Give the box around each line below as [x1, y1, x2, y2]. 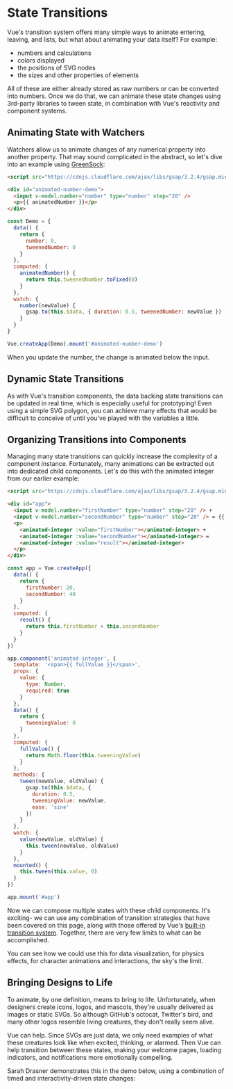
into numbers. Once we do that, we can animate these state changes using [7, 92, 221, 100]
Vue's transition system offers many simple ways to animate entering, [7, 28, 206, 36]
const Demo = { [7, 218, 51, 225]
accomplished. [7, 935, 50, 944]
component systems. [7, 106, 67, 115]
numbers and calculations [17, 49, 92, 57]
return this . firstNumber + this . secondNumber [25, 623, 159, 630]
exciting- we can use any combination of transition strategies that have [7, 913, 210, 922]
